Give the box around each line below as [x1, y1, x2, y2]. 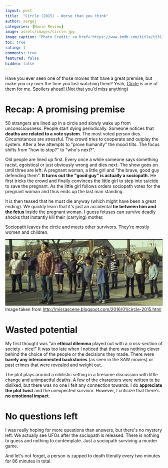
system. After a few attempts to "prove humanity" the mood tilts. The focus [5, 141, 160, 147]
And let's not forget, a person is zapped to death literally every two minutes [5, 453, 160, 459]
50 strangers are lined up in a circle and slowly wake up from [5, 120, 131, 126]
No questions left [5, 410, 78, 422]
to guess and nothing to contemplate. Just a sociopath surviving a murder [5, 438, 157, 444]
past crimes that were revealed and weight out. [5, 362, 102, 368]
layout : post [5, 8, 32, 13]
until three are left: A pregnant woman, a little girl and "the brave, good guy [5, 167, 159, 173]
